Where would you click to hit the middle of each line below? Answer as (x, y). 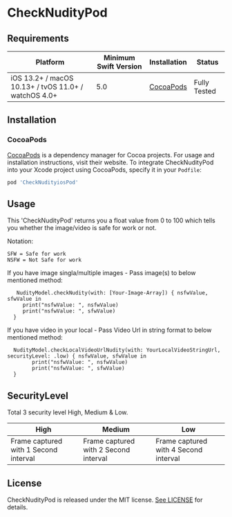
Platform (50, 62)
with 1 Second (34, 450)
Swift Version (119, 66)
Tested (205, 91)
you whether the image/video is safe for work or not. (82, 228)
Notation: (20, 241)
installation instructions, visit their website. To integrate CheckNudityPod (110, 162)
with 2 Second (107, 450)
